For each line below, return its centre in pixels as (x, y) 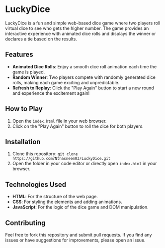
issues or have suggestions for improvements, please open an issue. (75, 240)
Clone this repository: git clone (45, 154)
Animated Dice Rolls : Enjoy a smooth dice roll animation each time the (84, 66)
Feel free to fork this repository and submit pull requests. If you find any (79, 235)
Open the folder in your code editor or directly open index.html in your (84, 164)
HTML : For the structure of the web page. (55, 197)
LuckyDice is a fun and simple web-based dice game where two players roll (83, 23)
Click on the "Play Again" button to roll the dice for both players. (78, 126)
